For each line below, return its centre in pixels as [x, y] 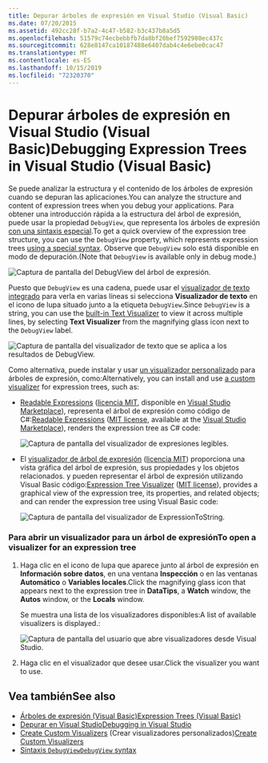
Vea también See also [62, 697]
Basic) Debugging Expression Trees [128, 149]
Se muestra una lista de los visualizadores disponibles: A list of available [138, 615]
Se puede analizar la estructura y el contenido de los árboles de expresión [131, 188]
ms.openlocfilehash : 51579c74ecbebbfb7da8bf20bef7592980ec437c [116, 38]
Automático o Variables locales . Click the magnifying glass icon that [133, 582]
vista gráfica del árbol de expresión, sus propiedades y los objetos [130, 467]
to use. [31, 671]
